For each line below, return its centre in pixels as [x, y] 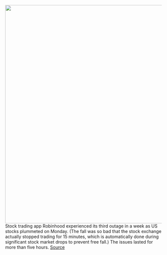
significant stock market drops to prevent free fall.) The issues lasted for [79, 242]
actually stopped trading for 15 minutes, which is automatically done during [82, 237]
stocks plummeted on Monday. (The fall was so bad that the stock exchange [83, 231]
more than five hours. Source [35, 247]
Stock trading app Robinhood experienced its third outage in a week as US [81, 226]
